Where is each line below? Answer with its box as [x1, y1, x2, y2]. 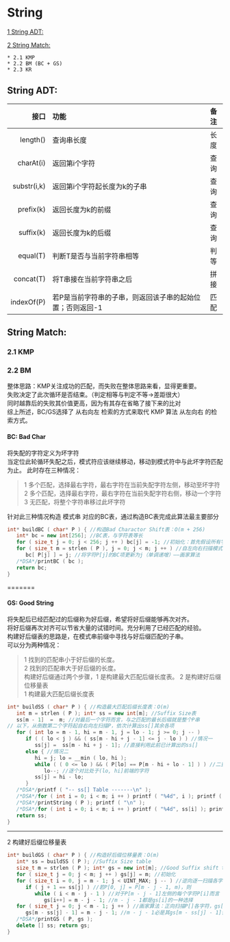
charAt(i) [17, 158, 46, 168]
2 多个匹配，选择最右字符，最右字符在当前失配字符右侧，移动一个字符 [23, 489, 222, 497]
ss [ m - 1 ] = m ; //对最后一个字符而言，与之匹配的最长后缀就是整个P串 [16, 716, 201, 723]
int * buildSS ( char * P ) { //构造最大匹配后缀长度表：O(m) [7, 703, 170, 710]
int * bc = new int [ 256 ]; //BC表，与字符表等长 [16, 532, 144, 539]
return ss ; [16, 812, 48, 819]
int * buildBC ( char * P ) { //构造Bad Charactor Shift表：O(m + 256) [7, 526, 205, 533]
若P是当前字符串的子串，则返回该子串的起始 [52, 292, 194, 302]
